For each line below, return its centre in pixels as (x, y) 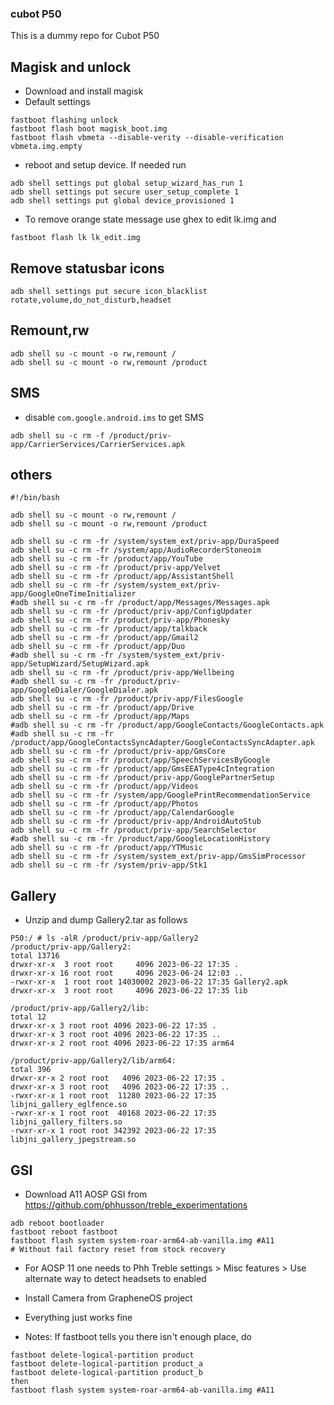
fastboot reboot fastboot (64, 1232)
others (31, 474)
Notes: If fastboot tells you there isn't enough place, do (138, 1336)
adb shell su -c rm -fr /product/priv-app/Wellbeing (122, 673)
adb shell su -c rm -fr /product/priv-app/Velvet (116, 568)
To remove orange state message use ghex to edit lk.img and (150, 219)
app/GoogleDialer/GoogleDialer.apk (84, 690)
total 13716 (35, 956)
